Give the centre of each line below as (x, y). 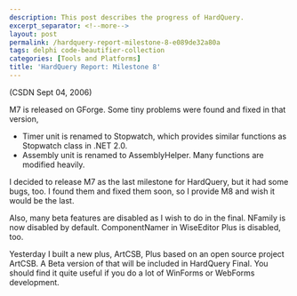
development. (34, 282)
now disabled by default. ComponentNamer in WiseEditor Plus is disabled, (145, 227)
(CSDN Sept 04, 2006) (51, 92)
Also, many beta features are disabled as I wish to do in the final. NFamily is (148, 218)
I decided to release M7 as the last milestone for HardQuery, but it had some (149, 181)
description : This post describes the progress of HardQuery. (127, 17)
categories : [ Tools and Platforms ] (75, 59)
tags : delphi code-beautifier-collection (87, 51)
